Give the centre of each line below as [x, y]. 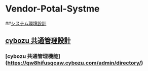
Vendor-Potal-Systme [52, 9]
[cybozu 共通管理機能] [33, 56]
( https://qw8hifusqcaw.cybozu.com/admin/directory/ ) [74, 63]
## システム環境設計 [26, 23]
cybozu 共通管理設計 [38, 41]
